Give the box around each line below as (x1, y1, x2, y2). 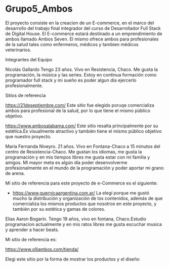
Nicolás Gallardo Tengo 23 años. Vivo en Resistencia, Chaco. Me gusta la (5, 66, 158, 72)
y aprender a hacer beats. (5, 226, 59, 233)
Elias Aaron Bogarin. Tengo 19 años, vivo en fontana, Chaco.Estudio (5, 216, 147, 222)
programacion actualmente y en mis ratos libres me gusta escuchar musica (5, 221, 162, 227)
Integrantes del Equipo (5, 56, 53, 62)
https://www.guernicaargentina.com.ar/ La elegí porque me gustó (12, 189, 150, 196)
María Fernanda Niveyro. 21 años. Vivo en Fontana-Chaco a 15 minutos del (5, 143, 160, 149)
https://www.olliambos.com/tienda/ (5, 246, 79, 252)
